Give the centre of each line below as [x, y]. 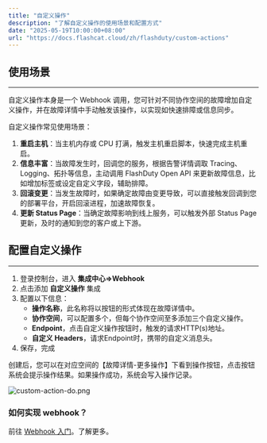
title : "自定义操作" [39, 15]
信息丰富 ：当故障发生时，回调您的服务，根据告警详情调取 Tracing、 [131, 164]
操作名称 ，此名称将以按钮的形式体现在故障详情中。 [115, 308]
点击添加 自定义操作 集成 [60, 288]
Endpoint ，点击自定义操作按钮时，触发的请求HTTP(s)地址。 [130, 328]
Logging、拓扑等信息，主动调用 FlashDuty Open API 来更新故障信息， [134, 173]
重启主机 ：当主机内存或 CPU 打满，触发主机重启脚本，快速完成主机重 [133, 144]
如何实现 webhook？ [48, 412]
